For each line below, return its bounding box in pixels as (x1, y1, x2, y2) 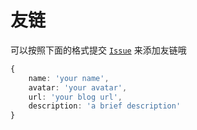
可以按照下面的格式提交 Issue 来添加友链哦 (10, 44, 187, 56)
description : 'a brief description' (28, 101, 182, 111)
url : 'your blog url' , (28, 92, 123, 102)
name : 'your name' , (28, 73, 110, 83)
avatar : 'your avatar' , (28, 82, 128, 93)
